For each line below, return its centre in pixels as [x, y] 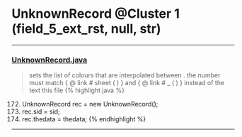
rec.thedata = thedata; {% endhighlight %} [84, 119]
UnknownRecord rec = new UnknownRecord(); [90, 104]
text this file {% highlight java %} [76, 90]
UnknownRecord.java [50, 60]
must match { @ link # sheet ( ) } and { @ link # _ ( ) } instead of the [127, 83]
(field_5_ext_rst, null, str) [86, 29]
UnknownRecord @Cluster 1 [96, 14]
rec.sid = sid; [41, 111]
